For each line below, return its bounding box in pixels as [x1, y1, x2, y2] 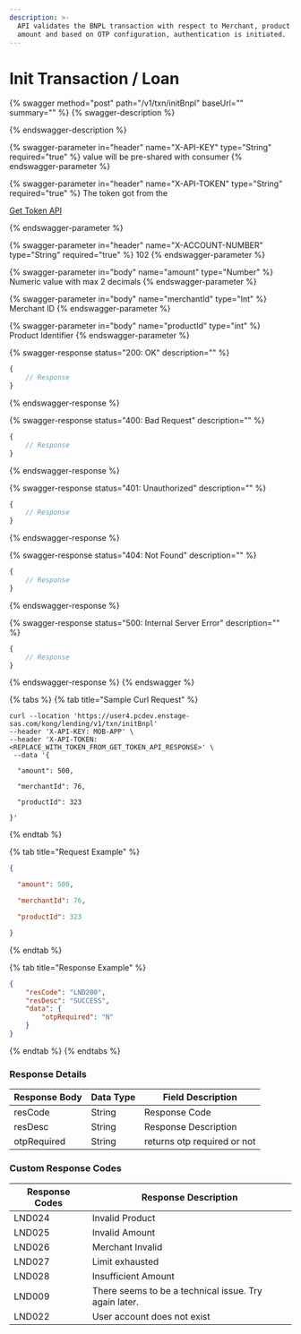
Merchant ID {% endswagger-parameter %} [9, 304, 172, 314]
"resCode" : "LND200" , [25, 988, 106, 996]
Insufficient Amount [91, 1270, 175, 1282]
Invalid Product [91, 1211, 156, 1224]
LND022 [13, 1310, 50, 1322]
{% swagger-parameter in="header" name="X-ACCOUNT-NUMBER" [9, 240, 263, 251]
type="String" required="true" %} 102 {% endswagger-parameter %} [9, 250, 266, 261]
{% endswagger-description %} [9, 124, 127, 135]
